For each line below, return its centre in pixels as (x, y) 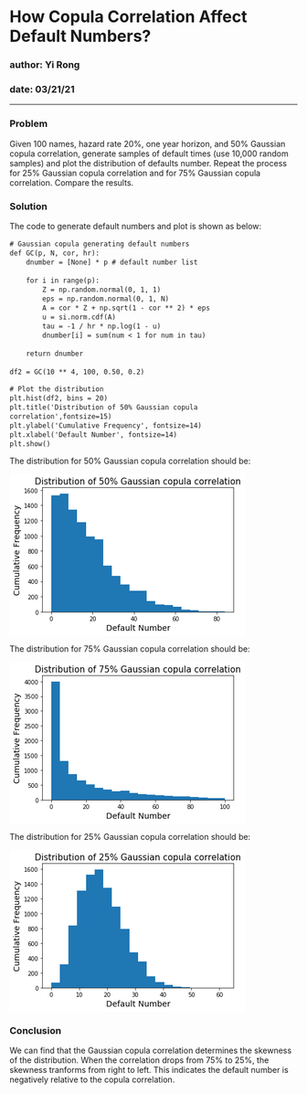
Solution (29, 206)
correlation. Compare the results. (72, 182)
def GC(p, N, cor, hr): (55, 253)
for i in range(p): (63, 281)
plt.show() (30, 444)
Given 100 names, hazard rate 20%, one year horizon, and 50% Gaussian (148, 143)
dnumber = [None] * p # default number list (112, 262)
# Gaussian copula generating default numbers (100, 244)
